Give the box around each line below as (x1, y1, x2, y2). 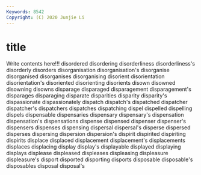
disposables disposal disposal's (6, 162, 85, 170)
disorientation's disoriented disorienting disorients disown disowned (6, 79, 176, 87)
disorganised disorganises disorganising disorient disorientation (6, 73, 165, 80)
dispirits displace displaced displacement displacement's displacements (6, 137, 185, 144)
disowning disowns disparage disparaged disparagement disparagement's (6, 85, 191, 93)
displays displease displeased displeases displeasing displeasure (6, 150, 169, 157)
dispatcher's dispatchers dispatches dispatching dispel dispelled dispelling (6, 105, 193, 112)
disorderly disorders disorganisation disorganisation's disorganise (6, 67, 170, 74)
